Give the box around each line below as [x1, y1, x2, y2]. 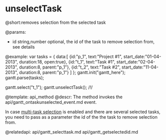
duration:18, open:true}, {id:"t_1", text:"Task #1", [19, 59, 116, 65]
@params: [5, 29, 26, 35]
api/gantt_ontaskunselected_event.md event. [5, 99, 97, 105]
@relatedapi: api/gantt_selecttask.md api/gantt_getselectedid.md [5, 129, 138, 135]
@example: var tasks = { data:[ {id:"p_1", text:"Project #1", [5, 53, 123, 60]
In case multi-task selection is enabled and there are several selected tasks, [5, 109, 161, 115]
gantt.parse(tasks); [5, 74, 44, 80]
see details [12, 44, 35, 50]
